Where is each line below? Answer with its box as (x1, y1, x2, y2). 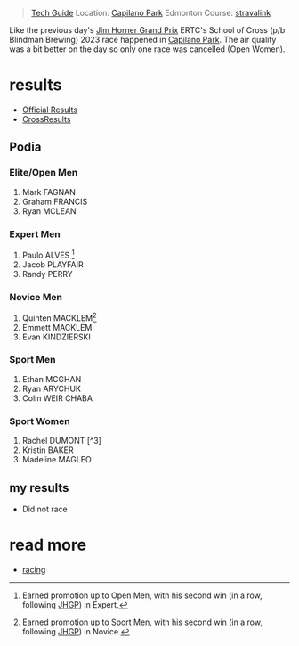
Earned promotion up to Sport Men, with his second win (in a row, (21, 617, 263, 627)
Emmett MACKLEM (21, 322, 93, 332)
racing (21, 564, 46, 575)
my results (9, 480, 69, 495)
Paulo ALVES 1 (21, 248, 75, 260)
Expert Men (9, 227, 61, 240)
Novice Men (9, 290, 62, 303)
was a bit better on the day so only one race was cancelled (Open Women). (9, 44, 286, 54)
